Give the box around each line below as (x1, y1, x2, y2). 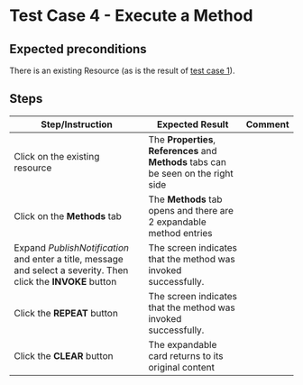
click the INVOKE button (14, 275, 117, 288)
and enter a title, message (14, 252, 124, 265)
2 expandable (148, 215, 207, 228)
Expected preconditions (9, 41, 147, 57)
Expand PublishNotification (14, 241, 129, 253)
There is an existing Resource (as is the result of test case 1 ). (9, 65, 235, 76)
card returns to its (148, 349, 224, 362)
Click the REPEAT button (14, 307, 119, 319)
